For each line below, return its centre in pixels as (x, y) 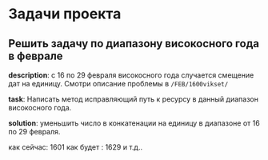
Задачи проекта (65, 14)
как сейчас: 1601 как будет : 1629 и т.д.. (75, 147)
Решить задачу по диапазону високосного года (134, 44)
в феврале (36, 56)
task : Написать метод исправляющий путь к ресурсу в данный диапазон (133, 99)
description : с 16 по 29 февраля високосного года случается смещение (131, 75)
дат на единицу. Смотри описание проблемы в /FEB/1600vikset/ (118, 84)
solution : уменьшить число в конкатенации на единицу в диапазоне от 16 (134, 123)
